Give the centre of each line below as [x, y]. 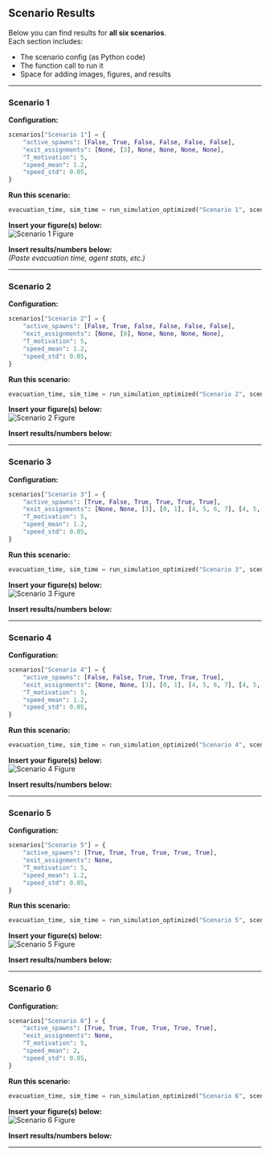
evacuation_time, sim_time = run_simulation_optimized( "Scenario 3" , [127, 569]
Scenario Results [52, 13]
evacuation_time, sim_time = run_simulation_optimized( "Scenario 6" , [127, 1096]
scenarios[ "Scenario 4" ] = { [57, 670]
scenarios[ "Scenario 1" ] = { [57, 135]
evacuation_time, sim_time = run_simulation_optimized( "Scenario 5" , [127, 921]
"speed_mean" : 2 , [52, 1051]
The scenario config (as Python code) [83, 56]
